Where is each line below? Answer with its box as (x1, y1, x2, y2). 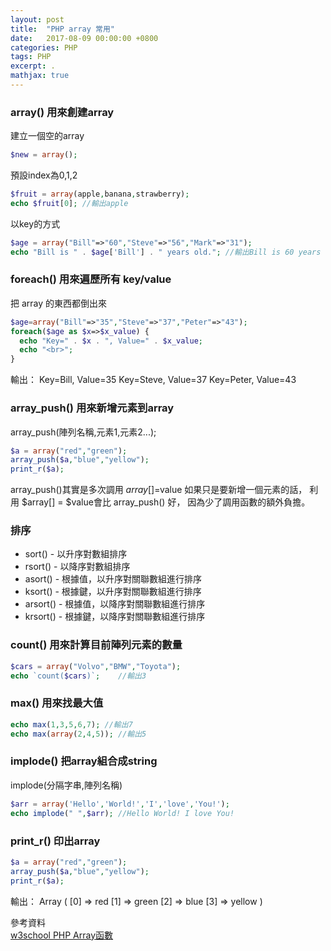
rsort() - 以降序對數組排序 (24, 561, 131, 573)
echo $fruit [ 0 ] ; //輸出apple (10, 198, 129, 208)
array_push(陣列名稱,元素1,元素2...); (10, 426, 157, 438)
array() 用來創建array (10, 105, 115, 119)
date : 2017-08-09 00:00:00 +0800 (10, 33, 159, 43)
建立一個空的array (10, 130, 85, 142)
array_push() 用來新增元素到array (10, 401, 175, 415)
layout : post (10, 14, 65, 25)
